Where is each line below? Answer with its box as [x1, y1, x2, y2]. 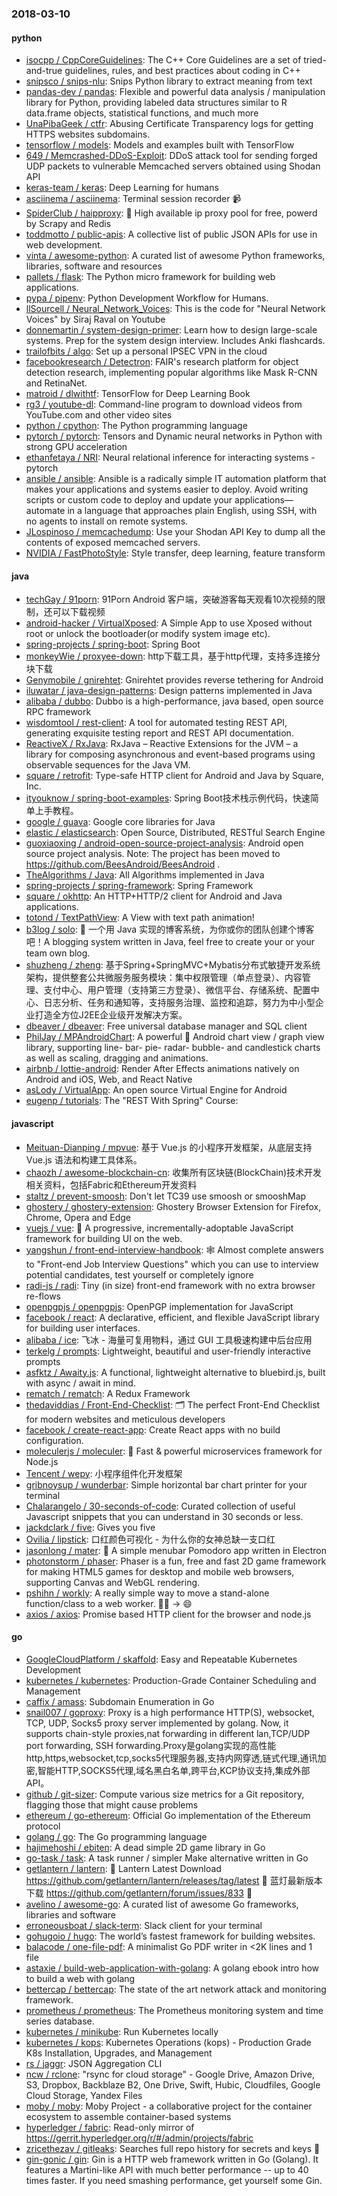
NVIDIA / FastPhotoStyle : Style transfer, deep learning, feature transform [25, 547, 326, 559]
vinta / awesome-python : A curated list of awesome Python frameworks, [25, 250, 326, 262]
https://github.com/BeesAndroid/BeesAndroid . [25, 858, 221, 871]
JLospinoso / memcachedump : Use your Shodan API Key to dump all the [25, 526, 326, 538]
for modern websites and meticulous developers [25, 1413, 226, 1425]
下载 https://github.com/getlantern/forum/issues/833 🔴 [25, 1887, 253, 1899]
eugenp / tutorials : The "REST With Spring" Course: [25, 1095, 239, 1107]
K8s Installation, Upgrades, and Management [25, 2047, 213, 2059]
